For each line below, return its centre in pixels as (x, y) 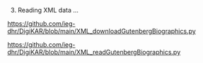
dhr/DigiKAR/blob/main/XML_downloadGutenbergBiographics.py (101, 31)
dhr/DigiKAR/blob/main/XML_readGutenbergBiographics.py (94, 52)
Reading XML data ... (48, 10)
